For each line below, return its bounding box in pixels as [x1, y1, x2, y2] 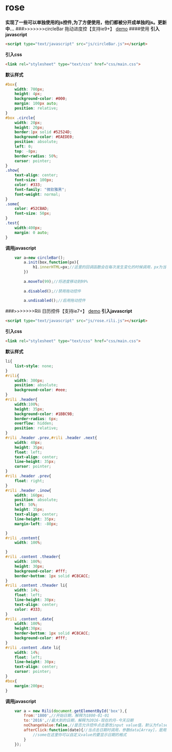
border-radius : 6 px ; [14, 416, 58, 421]
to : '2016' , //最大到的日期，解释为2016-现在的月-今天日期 [24, 718, 134, 723]
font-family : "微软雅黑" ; [14, 187, 67, 192]
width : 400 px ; [14, 225, 42, 230]
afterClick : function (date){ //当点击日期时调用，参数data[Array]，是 [24, 727, 163, 733]
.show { [5, 168, 19, 173]
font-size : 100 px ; [14, 177, 54, 183]
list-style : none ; [14, 363, 54, 369]
